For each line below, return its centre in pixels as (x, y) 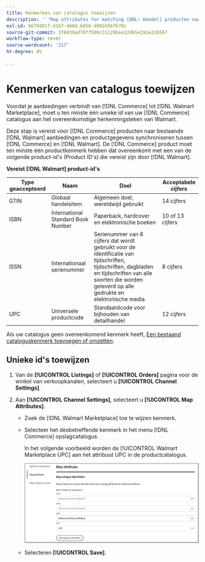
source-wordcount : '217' (38, 45)
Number (61, 226)
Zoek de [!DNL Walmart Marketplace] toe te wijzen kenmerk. (100, 418)
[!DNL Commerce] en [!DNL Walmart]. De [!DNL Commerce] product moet (99, 144)
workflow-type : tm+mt (34, 39)
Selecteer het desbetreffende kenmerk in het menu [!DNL (96, 430)
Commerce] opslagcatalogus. (61, 436)
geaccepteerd (27, 189)
